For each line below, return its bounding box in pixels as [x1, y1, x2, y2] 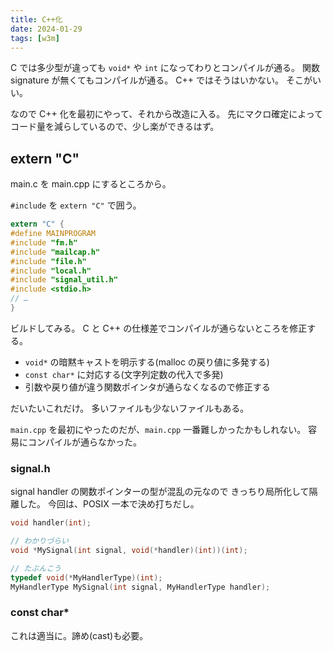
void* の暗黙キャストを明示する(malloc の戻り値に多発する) [24, 356, 270, 368]
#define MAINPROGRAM [10, 229, 97, 239]
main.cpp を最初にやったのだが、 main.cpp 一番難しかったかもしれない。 [10, 423, 307, 435]
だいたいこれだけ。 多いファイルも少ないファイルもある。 [10, 402, 250, 414]
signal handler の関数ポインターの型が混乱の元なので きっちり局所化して [10, 486, 310, 498]
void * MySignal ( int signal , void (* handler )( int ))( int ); [10, 545, 248, 555]
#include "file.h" [10, 256, 87, 266]
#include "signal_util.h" [10, 275, 118, 285]
